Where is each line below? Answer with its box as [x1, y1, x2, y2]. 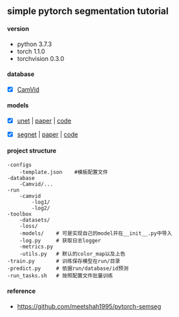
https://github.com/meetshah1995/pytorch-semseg [16, 302, 162, 310]
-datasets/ [19, 217, 51, 224]
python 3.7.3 [16, 40, 53, 48]
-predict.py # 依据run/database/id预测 [7, 265, 128, 272]
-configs [7, 162, 32, 168]
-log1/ [31, 199, 51, 206]
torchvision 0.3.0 [16, 54, 65, 62]
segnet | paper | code [16, 130, 79, 139]
